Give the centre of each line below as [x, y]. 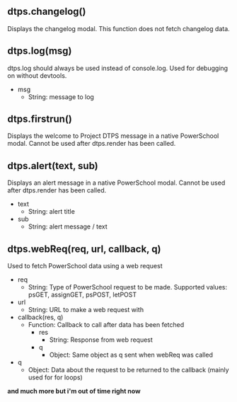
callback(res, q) [40, 317]
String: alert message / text [68, 226]
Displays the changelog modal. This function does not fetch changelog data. [118, 28]
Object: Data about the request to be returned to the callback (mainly [128, 370]
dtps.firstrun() [40, 119]
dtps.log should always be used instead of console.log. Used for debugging [118, 68]
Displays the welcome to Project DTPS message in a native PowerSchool [113, 136]
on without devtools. [37, 75]
